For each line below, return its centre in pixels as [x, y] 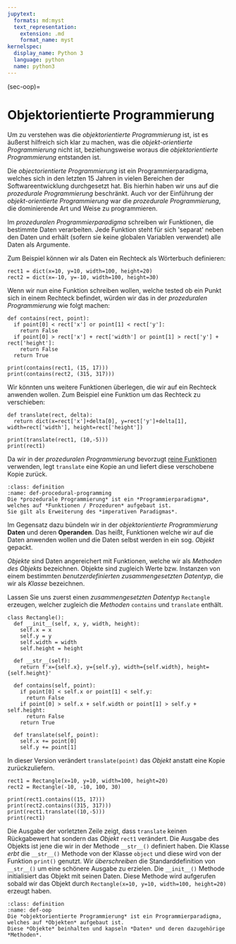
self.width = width [49, 642]
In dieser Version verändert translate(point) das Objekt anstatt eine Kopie [116, 760]
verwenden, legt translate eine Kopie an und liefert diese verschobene [111, 466]
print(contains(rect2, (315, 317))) [61, 374]
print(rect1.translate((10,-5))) [56, 812]
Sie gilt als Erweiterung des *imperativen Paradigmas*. [93, 512]
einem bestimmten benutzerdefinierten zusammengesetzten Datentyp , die [116, 575]
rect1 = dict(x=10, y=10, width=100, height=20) [80, 271]
